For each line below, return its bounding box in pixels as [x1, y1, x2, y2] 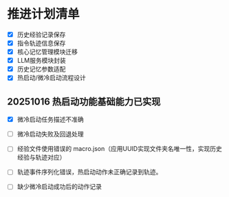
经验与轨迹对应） [17, 153, 66, 162]
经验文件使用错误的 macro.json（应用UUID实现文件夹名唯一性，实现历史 [17, 145, 222, 153]
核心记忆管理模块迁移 [17, 48, 78, 56]
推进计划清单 [7, 6, 80, 22]
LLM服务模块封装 [17, 56, 67, 65]
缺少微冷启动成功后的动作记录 [17, 183, 102, 191]
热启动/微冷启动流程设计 [17, 74, 86, 82]
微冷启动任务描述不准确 [17, 115, 84, 124]
